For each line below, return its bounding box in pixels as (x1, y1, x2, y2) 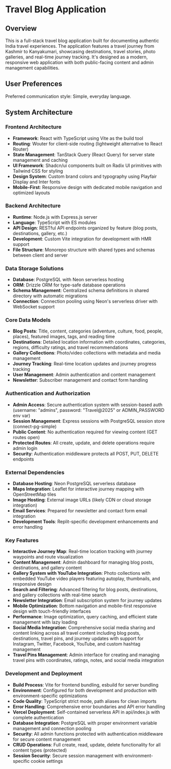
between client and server (12, 252, 68, 258)
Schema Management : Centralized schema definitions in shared (12, 287, 149, 294)
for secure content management (12, 736, 81, 742)
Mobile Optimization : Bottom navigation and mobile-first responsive (12, 603, 157, 609)
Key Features (5, 536, 39, 544)
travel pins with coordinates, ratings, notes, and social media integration (12, 657, 164, 663)
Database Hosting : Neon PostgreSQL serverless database (12, 480, 136, 486)
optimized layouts (12, 190, 50, 196)
